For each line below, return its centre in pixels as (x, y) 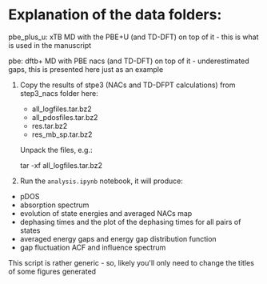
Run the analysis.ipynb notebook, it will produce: (102, 181)
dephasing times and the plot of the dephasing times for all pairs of (130, 222)
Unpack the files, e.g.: (56, 150)
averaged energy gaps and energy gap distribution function (118, 238)
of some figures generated (52, 271)
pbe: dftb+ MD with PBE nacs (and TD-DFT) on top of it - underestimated (129, 61)
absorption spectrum (54, 205)
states (30, 230)
